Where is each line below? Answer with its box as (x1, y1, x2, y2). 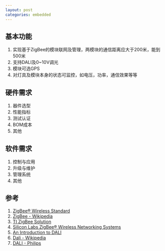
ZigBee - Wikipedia (12, 213, 53, 219)
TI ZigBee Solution (12, 219, 52, 225)
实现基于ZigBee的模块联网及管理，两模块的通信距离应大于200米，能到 (12, 47, 161, 53)
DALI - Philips (12, 240, 42, 246)
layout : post (5, 7, 33, 13)
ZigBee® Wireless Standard (12, 207, 70, 213)
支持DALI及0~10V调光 (12, 59, 59, 65)
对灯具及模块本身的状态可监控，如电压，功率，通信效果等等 (12, 72, 138, 78)
